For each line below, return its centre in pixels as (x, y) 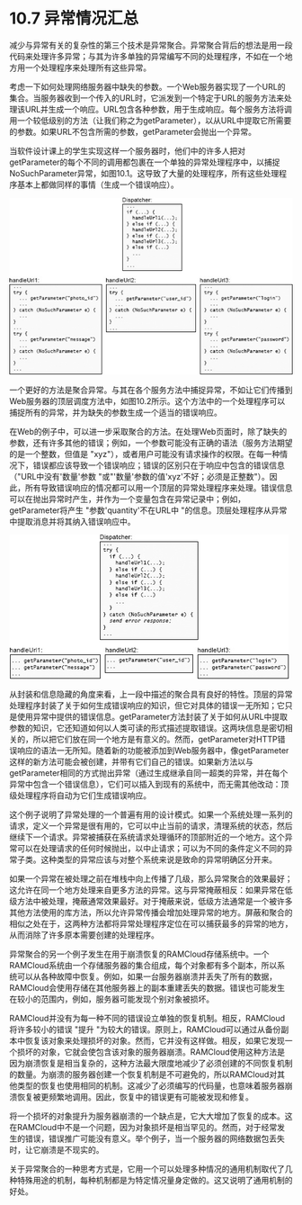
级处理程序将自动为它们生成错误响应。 (80, 795)
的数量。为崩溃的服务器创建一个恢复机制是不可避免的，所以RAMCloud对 (143, 1074)
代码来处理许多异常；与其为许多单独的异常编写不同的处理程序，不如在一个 (147, 56)
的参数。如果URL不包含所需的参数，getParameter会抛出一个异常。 (133, 131)
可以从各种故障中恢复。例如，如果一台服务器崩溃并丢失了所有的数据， (147, 976)
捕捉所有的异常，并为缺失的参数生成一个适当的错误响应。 (115, 412)
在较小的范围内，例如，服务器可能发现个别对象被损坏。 (111, 999)
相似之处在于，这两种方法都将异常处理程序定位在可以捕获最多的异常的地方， (151, 923)
